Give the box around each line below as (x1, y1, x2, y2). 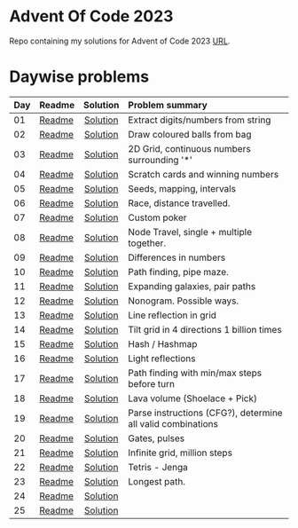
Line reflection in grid (128, 309, 217, 321)
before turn (128, 377, 176, 390)
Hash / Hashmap (128, 337, 198, 350)
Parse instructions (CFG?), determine (128, 406, 283, 419)
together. (128, 237, 167, 249)
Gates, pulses (128, 432, 184, 445)
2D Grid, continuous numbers (128, 142, 251, 154)
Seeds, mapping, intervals (128, 182, 237, 194)
